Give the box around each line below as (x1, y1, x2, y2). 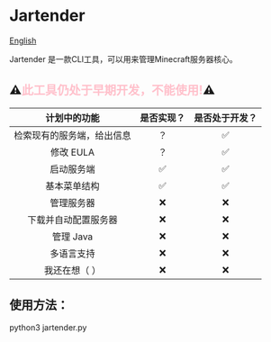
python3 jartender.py (9, 321, 87, 333)
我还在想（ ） (43, 264, 102, 276)
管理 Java (51, 230, 94, 243)
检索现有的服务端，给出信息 (14, 129, 132, 141)
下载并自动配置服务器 (27, 213, 119, 226)
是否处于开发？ (194, 112, 258, 124)
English (9, 35, 37, 46)
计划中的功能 (45, 112, 101, 124)
